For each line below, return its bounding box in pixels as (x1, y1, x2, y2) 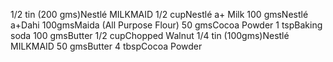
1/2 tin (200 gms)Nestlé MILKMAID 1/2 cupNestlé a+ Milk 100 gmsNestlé (10, 9, 309, 20)
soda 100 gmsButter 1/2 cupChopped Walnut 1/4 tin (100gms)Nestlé (10, 30, 290, 41)
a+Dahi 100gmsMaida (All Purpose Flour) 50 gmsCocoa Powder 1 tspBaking (10, 19, 323, 31)
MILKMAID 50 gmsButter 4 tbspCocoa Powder (10, 40, 203, 52)
